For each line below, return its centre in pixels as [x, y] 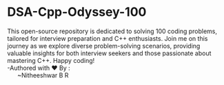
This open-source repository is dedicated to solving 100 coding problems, [112, 31]
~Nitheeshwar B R [43, 75]
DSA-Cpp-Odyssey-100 [77, 12]
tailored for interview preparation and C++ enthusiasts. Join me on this [108, 38]
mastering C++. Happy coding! [51, 60]
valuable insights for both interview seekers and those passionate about [109, 53]
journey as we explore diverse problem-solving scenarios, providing [104, 46]
